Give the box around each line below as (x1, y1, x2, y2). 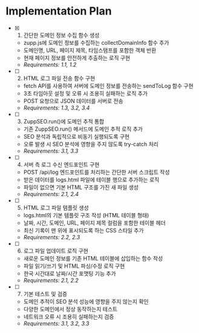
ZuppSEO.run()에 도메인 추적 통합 (23, 117, 105, 125)
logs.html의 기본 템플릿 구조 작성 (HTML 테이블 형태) (23, 211, 149, 219)
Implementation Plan (5, 4, 113, 18)
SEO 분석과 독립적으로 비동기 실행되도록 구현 (23, 133, 130, 140)
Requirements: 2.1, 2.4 (23, 190, 79, 197)
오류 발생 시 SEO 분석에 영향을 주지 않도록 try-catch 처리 (23, 140, 158, 148)
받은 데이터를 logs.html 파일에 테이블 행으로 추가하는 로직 (23, 176, 160, 183)
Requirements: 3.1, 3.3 (23, 147, 79, 154)
